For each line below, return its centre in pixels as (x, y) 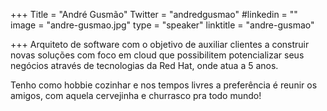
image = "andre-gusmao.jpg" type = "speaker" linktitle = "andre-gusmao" (162, 25)
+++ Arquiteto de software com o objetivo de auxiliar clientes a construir (160, 44)
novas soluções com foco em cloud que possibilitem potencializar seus (157, 55)
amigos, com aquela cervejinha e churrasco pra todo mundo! (136, 95)
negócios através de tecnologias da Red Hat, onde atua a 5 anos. (144, 65)
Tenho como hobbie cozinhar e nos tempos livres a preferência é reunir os (164, 85)
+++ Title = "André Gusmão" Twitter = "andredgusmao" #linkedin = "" (154, 14)
